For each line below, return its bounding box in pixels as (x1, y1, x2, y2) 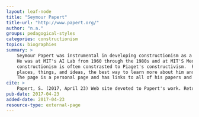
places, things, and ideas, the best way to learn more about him (17, 69, 184, 75)
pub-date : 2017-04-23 (6, 91, 60, 97)
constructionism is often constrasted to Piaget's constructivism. (17, 63, 187, 70)
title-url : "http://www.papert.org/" (6, 19, 99, 25)
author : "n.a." (6, 25, 44, 31)
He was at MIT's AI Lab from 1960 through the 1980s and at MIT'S (17, 58, 184, 64)
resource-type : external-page (6, 102, 81, 108)
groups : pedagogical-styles (6, 31, 76, 37)
